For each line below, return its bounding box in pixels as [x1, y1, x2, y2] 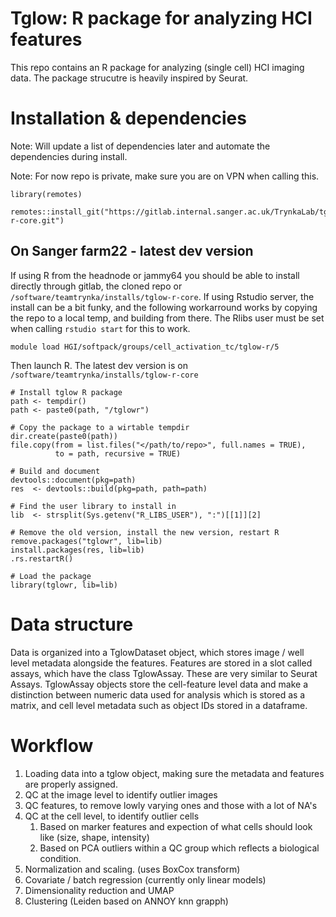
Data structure [10, 613, 134, 636]
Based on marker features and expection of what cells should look [39, 820, 313, 832]
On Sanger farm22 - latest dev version [10, 243, 254, 260]
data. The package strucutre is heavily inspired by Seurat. [10, 72, 249, 84]
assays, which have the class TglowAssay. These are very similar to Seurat [10, 667, 318, 679]
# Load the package [10, 571, 92, 581]
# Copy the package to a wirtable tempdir [10, 422, 190, 432]
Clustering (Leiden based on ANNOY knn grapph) [24, 895, 229, 907]
